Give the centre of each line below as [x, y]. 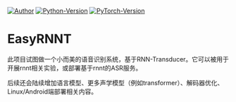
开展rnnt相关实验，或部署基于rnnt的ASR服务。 [75, 68]
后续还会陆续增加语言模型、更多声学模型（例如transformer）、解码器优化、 [116, 82]
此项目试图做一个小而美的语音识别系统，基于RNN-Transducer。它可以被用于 [118, 59]
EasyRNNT [39, 39]
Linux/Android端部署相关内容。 [52, 92]
